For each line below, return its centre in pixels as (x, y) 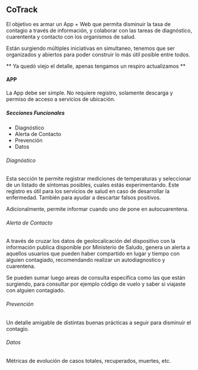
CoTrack (22, 10)
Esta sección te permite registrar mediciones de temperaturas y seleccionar (99, 179)
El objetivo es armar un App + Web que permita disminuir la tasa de (88, 24)
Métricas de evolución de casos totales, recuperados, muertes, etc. (89, 360)
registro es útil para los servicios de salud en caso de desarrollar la (88, 191)
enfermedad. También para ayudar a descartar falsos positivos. (84, 198)
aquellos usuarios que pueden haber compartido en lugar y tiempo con (93, 254)
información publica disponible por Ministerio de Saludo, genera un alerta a (98, 247)
